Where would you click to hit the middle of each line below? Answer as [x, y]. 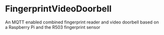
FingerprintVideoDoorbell [58, 9]
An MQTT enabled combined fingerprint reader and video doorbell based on [82, 22]
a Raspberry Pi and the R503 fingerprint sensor [53, 27]
